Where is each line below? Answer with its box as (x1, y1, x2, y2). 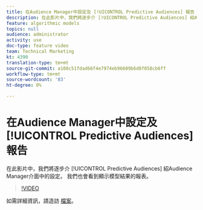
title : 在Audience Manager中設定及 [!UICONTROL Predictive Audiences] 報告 (6, 8, 195, 15)
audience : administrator (6, 32, 69, 38)
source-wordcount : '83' (6, 76, 66, 83)
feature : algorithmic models (6, 20, 80, 26)
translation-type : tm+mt (6, 59, 69, 66)
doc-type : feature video (6, 43, 69, 49)
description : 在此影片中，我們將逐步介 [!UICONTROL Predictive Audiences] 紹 (6, 15, 195, 21)
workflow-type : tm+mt (6, 71, 61, 77)
